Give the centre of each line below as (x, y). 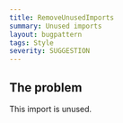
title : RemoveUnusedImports (62, 18)
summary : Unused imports (56, 26)
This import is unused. (51, 109)
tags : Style (31, 43)
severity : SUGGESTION (50, 51)
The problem (46, 88)
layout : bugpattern (46, 34)
